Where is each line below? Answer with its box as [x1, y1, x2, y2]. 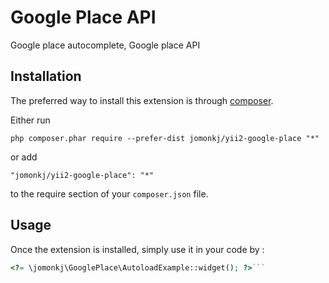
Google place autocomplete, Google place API [10, 39, 201, 51]
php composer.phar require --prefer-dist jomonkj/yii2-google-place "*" [10, 133, 320, 143]
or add [10, 151, 38, 163]
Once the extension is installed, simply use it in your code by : [10, 243, 265, 255]
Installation [10, 68, 82, 85]
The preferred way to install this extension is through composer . [10, 94, 274, 106]
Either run [10, 114, 51, 126]
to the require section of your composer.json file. [10, 187, 209, 200]
